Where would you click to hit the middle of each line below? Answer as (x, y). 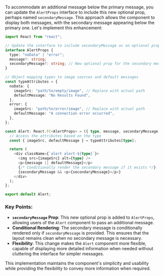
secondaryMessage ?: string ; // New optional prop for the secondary (81, 64)
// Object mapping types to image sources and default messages (72, 77)
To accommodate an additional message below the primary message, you (79, 7)
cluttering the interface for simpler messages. (58, 254)
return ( (18, 149)
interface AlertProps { (29, 50)
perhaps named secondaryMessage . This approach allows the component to (80, 17)
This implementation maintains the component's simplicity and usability (77, 263)
